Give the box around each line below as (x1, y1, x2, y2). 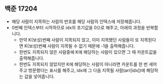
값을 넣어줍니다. (24, 73, 55, 79)
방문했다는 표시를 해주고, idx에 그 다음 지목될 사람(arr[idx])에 (28, 67, 145, 73)
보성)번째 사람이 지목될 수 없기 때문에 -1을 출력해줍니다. (28, 43, 135, 49)
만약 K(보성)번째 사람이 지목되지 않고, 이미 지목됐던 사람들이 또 (19, 37, 139, 42)
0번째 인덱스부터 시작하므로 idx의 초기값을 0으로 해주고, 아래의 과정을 (11, 24, 145, 30)
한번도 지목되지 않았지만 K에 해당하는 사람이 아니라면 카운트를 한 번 (19, 61, 148, 67)
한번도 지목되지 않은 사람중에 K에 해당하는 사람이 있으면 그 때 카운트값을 (19, 49, 157, 55)
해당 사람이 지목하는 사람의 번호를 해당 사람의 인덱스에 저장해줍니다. (11, 19, 142, 24)
